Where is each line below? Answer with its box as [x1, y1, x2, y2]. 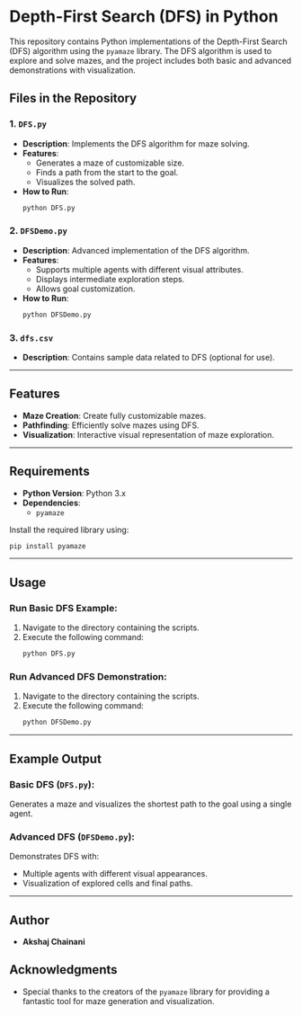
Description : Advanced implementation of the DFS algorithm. [22, 245, 250, 255]
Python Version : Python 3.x [22, 487, 127, 498]
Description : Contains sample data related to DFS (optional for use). [22, 352, 276, 362]
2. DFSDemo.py [9, 225, 67, 237]
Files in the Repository [9, 91, 138, 106]
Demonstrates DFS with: [9, 851, 100, 862]
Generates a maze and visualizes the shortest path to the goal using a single [9, 798, 292, 809]
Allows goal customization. [35, 283, 136, 294]
